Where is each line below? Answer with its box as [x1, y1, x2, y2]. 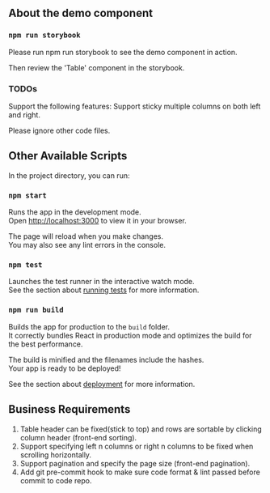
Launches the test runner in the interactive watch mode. [8, 277, 196, 287]
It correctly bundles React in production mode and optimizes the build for [8, 330, 252, 340]
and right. [8, 109, 40, 120]
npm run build [8, 305, 64, 315]
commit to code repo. [19, 475, 92, 485]
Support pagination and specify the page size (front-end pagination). [19, 458, 251, 468]
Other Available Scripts [8, 149, 128, 163]
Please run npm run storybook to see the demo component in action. [8, 47, 238, 57]
